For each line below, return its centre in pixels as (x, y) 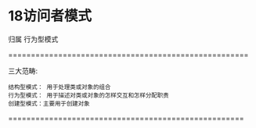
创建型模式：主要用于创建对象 (49, 103)
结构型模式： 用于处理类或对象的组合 (59, 87)
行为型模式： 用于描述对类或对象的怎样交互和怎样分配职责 (89, 95)
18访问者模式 (50, 16)
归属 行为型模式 (33, 39)
